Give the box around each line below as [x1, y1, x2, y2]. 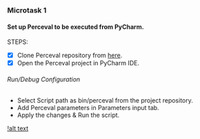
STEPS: [7, 38, 29, 46]
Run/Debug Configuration [7, 75, 81, 83]
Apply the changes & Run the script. [17, 111, 120, 119]
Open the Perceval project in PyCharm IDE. [17, 59, 140, 67]
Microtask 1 [7, 6, 47, 15]
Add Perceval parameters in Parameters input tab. [17, 104, 160, 112]
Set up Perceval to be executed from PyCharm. [7, 23, 144, 31]
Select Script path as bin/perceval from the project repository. [17, 96, 193, 105]
